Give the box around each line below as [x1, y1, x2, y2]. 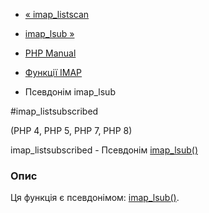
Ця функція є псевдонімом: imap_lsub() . [10, 192, 180, 204]
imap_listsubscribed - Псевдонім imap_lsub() [10, 144, 198, 156]
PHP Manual [24, 47, 77, 59]
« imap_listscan [24, 9, 90, 20]
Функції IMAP [24, 67, 83, 78]
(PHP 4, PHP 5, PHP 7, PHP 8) [10, 125, 133, 136]
